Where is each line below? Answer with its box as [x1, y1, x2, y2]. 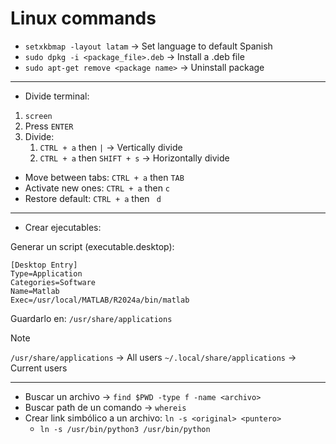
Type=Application [10, 268, 83, 279]
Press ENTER [24, 120, 74, 132]
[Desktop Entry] [10, 260, 78, 270]
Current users [10, 362, 68, 374]
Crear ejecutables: [24, 221, 102, 233]
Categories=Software [10, 277, 97, 287]
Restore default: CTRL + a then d [24, 192, 162, 204]
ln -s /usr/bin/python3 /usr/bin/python [39, 424, 211, 434]
